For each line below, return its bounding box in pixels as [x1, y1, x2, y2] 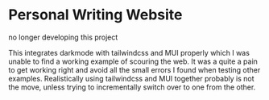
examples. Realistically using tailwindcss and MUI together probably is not [8, 73, 255, 83]
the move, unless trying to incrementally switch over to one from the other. [8, 82, 256, 92]
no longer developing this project [8, 32, 118, 42]
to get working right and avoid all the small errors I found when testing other [8, 65, 261, 74]
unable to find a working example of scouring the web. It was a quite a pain [8, 56, 258, 66]
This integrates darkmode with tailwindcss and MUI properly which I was [8, 48, 250, 57]
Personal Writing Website [8, 6, 183, 24]
